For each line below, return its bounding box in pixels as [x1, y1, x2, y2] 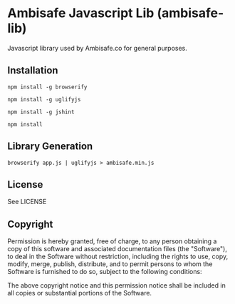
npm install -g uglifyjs [7, 96, 81, 103]
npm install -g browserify [7, 83, 88, 91]
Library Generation [7, 141, 93, 153]
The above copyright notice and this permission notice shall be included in [7, 281, 226, 290]
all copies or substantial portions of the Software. [7, 289, 152, 298]
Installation [7, 64, 58, 76]
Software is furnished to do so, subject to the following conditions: [7, 268, 202, 276]
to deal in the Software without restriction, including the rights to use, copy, [7, 252, 229, 261]
